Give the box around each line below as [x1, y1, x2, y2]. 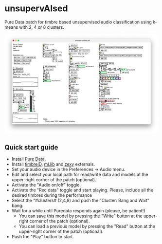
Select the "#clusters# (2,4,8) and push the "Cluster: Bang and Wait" [11, 198, 149, 204]
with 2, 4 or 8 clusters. [19, 24, 64, 30]
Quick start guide [4, 143, 58, 151]
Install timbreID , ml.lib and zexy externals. [11, 161, 95, 167]
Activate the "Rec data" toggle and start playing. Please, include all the [11, 187, 154, 193]
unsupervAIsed [4, 3, 68, 14]
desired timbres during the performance [11, 192, 92, 198]
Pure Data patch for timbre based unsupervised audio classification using [4, 19, 152, 25]
